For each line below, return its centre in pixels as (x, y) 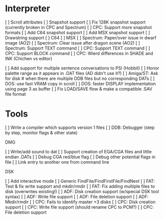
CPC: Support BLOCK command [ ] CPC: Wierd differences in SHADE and (79, 53)
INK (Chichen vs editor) (29, 58)
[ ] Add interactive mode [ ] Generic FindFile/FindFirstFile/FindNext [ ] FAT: (80, 181)
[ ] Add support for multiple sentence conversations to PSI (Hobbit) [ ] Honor (82, 68)
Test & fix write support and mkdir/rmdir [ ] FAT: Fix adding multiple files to (80, 186)
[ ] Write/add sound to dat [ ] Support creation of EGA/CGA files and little (78, 151)
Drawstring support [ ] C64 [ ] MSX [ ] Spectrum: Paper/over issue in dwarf (81, 38)
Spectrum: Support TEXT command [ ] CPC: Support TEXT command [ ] (78, 48)
